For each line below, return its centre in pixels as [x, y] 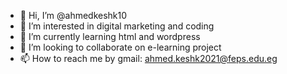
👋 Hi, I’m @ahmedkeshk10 [73, 15]
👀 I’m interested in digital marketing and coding [117, 26]
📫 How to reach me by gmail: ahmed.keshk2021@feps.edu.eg [148, 58]
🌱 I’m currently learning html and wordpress [110, 36]
